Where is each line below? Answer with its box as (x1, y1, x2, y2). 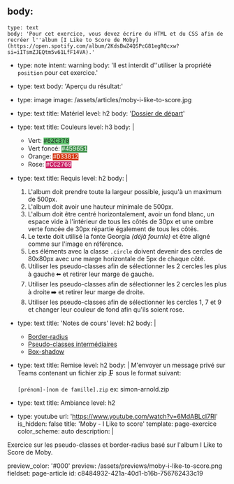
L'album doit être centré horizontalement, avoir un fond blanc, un (27, 209, 214, 218)
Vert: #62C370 (27, 136, 70, 145)
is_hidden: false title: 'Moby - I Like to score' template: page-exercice (17, 420, 217, 428)
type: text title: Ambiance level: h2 (17, 399, 116, 407)
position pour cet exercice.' (17, 68, 98, 76)
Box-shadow (27, 347, 65, 356)
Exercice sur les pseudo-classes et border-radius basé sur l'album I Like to (7, 441, 223, 449)
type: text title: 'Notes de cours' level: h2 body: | (17, 319, 156, 327)
